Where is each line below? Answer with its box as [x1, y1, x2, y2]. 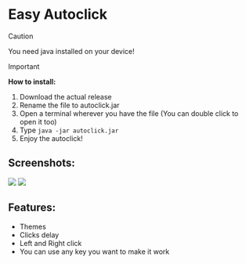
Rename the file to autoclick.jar [19, 100, 120, 110]
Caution [8, 31, 34, 41]
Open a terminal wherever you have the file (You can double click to [19, 108, 239, 118]
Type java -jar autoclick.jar [19, 125, 119, 135]
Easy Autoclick [8, 5, 108, 24]
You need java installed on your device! [8, 46, 135, 56]
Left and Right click [19, 238, 82, 248]
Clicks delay [19, 230, 60, 240]
